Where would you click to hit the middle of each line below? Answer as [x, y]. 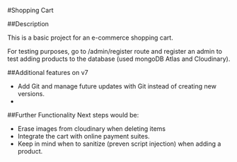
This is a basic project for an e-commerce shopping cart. [90, 37]
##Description [28, 24]
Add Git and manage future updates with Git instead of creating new [117, 86]
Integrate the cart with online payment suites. [83, 136]
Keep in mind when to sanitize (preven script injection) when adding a [119, 144]
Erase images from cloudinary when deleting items [92, 129]
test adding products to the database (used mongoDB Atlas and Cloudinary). [119, 59]
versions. [31, 94]
